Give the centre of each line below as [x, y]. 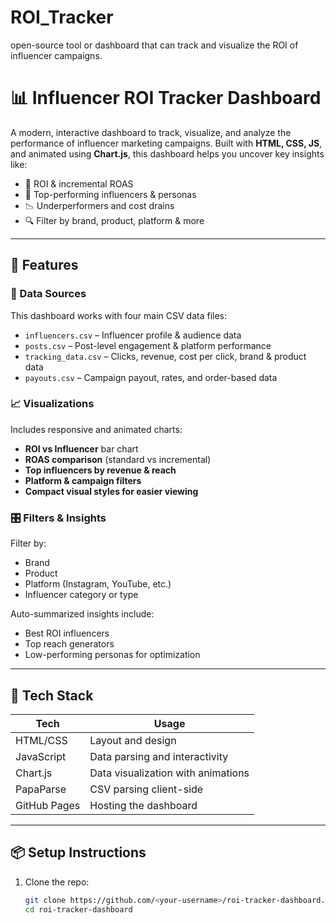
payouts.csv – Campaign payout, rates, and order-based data [151, 377]
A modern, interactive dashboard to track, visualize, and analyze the [151, 132]
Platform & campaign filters [83, 480]
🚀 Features [44, 265]
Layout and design [133, 740]
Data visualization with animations [169, 773]
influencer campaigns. [56, 55]
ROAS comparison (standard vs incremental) [118, 459]
